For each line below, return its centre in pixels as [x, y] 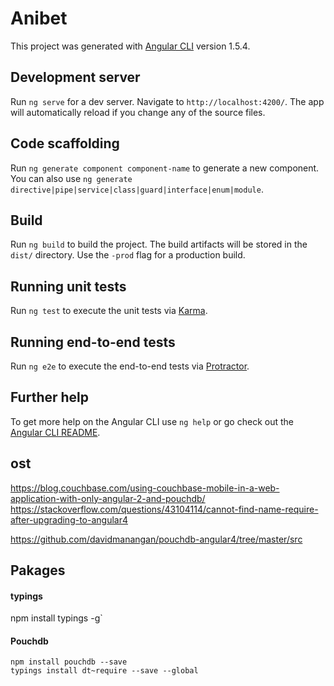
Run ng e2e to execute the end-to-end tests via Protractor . [130, 366]
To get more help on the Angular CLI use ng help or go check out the [152, 421]
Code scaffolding [65, 143]
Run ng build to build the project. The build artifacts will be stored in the [159, 244]
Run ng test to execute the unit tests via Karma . [109, 311]
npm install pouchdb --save [69, 662]
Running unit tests [68, 286]
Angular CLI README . [55, 432]
